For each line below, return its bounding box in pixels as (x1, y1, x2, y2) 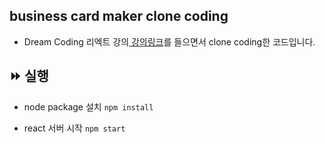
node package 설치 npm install (23, 100, 154, 113)
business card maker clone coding (9, 8, 229, 25)
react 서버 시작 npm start (23, 122, 126, 134)
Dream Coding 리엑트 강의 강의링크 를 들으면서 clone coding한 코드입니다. (23, 35, 316, 48)
